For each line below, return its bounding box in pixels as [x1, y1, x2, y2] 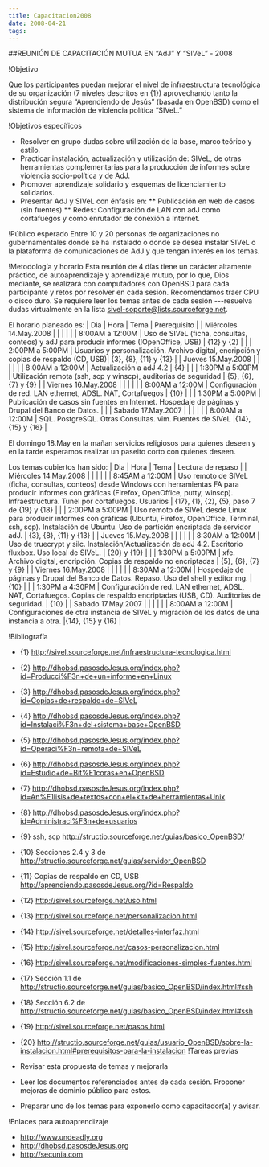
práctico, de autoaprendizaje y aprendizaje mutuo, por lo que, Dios [8, 270, 230, 280]
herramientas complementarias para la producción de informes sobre [19, 162, 251, 172]
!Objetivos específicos [8, 121, 83, 131]
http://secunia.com [19, 1149, 83, 1159]
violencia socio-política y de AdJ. [19, 171, 131, 181]
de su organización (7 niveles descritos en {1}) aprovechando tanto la [8, 88, 238, 98]
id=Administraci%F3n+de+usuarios [19, 816, 138, 826]
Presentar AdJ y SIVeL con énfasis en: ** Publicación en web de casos [19, 196, 255, 206]
